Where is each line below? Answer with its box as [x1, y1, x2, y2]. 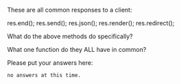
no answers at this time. [7, 72, 81, 79]
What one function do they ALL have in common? [7, 46, 147, 53]
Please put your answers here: [7, 59, 93, 67]
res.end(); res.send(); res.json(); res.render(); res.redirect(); [7, 19, 175, 27]
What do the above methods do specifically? [7, 32, 134, 40]
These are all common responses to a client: [7, 6, 132, 14]
